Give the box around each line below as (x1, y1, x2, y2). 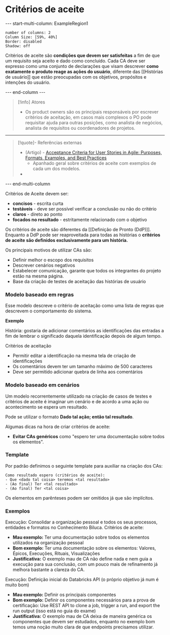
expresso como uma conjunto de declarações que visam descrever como (5, 63, 159, 69)
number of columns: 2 (5, 30, 51, 35)
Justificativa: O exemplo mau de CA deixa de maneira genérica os (12, 613, 152, 619)
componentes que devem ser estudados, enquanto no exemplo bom (12, 619, 155, 625)
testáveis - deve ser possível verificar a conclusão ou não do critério (12, 205, 157, 211)
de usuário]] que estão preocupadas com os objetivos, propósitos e (5, 74, 147, 80)
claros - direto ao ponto (12, 211, 63, 217)
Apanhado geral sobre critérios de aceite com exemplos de (32, 160, 156, 166)
